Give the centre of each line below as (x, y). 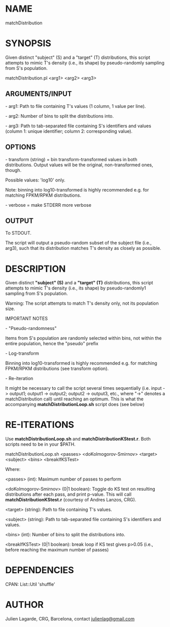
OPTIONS (21, 147)
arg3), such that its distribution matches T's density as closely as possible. (83, 248)
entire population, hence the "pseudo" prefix (52, 344)
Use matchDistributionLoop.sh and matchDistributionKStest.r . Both (78, 439)
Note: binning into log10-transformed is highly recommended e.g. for (77, 190)
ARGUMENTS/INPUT (39, 94)
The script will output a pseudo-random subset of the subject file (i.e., (78, 243)
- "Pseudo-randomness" (31, 328)
